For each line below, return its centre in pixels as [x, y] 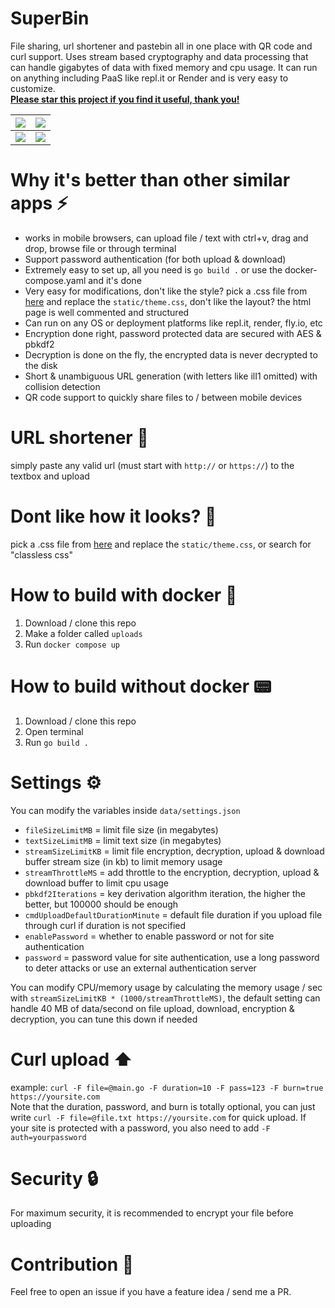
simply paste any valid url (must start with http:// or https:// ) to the [152, 465]
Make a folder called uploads [83, 633]
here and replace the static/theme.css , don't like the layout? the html [168, 301]
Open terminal [54, 731]
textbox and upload [50, 476]
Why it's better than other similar [150, 180]
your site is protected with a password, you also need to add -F [140, 1128]
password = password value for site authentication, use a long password [172, 957]
